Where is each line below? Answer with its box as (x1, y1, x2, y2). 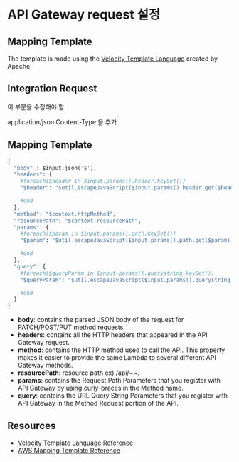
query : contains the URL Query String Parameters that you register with (17, 391, 228, 400)
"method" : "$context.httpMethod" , (14, 210, 116, 218)
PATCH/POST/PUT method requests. (17, 323, 126, 332)
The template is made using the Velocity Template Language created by (7, 54, 218, 63)
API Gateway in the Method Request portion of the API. (17, 399, 179, 408)
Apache (7, 62, 31, 70)
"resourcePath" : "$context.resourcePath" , (14, 217, 142, 224)
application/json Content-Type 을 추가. (7, 117, 119, 126)
